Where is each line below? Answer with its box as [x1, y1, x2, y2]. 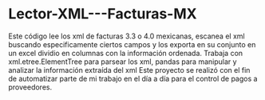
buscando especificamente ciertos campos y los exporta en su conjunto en [8, 39, 256, 49]
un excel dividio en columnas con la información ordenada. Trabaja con [8, 48, 243, 58]
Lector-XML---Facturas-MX [8, 5, 197, 23]
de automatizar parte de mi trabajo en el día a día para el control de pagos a [8, 74, 258, 83]
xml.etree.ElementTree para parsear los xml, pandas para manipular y [8, 57, 237, 66]
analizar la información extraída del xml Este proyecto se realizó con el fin [8, 65, 251, 74]
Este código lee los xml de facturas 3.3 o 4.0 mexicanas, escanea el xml [8, 31, 245, 41]
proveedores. [8, 82, 53, 92]
